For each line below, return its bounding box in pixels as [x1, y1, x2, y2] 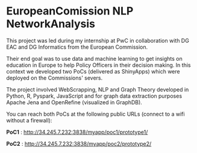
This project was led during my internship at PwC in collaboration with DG [6, 37, 190, 44]
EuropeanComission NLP [6, 4, 134, 18]
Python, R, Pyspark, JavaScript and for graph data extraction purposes [6, 92, 183, 99]
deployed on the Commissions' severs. [6, 74, 103, 81]
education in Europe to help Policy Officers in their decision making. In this [6, 61, 191, 69]
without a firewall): [6, 116, 52, 124]
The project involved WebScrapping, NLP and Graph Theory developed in [6, 86, 189, 93]
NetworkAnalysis [6, 17, 95, 31]
